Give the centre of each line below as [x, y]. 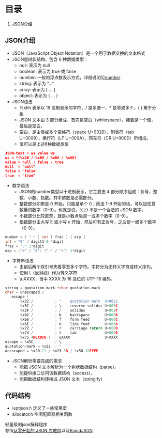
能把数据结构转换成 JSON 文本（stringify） [62, 379]
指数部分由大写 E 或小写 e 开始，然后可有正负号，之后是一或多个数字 [88, 222]
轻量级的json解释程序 [26, 424]
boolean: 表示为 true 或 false [48, 71]
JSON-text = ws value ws [30, 153]
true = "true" [20, 176]
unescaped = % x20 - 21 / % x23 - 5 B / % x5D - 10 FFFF [52, 351]
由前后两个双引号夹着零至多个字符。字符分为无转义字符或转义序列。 [87, 266]
